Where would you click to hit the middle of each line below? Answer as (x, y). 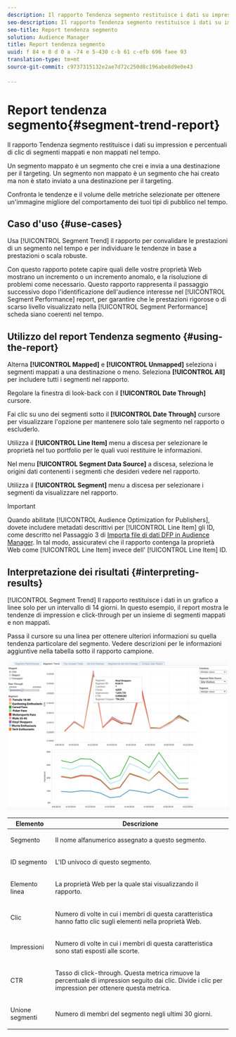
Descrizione (140, 824)
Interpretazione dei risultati (68, 572)
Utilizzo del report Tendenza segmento (94, 336)
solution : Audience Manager (48, 37)
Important (21, 507)
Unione (21, 1010)
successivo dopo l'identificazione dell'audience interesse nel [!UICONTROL (117, 292)
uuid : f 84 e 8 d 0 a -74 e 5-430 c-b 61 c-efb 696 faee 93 (97, 52)
